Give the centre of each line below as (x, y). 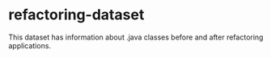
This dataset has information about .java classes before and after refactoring (136, 37)
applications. (30, 45)
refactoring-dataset (76, 15)
